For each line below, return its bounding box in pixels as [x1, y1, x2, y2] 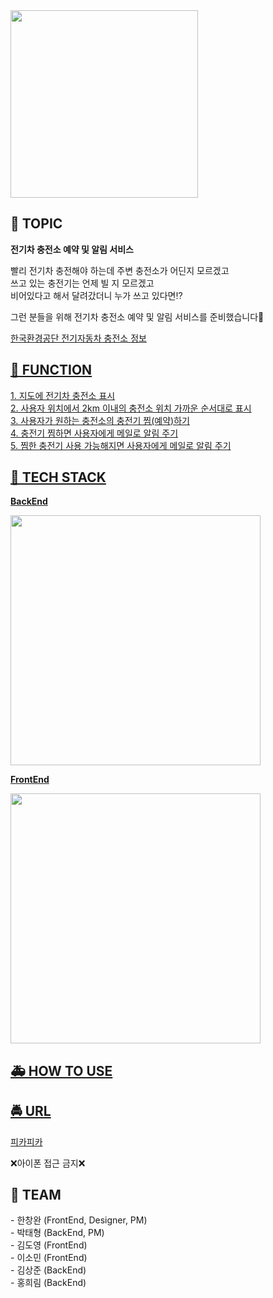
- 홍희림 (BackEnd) [10, 1277, 87, 1289]
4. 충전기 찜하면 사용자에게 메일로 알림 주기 [10, 427, 179, 439]
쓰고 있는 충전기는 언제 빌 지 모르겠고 [10, 277, 155, 289]
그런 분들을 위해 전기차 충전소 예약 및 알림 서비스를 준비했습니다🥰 [10, 310, 265, 323]
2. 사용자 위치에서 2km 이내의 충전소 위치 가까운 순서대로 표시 [10, 402, 252, 414]
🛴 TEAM [10, 1187, 62, 1204]
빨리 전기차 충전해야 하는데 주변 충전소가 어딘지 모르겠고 [10, 264, 230, 276]
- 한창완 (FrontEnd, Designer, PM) [10, 1214, 148, 1226]
